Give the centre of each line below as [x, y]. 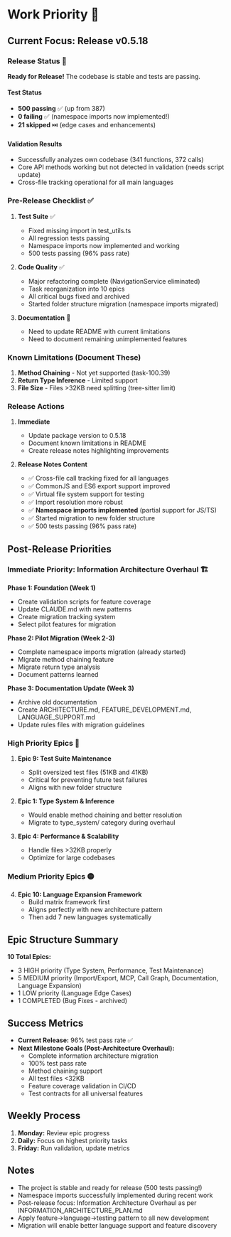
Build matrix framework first [69, 902]
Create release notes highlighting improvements [98, 451]
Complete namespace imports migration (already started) [102, 652]
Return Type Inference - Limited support [78, 380]
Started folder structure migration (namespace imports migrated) [123, 304]
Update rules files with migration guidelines [81, 724]
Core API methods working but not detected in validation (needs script [121, 167]
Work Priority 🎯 [53, 15]
